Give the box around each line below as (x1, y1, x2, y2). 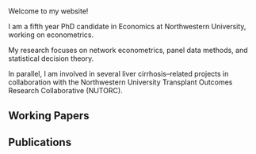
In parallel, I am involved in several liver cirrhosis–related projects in (8, 69, 229, 79)
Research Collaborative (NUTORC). (8, 86, 123, 96)
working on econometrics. (8, 30, 94, 39)
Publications (8, 135, 72, 148)
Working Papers (8, 109, 90, 122)
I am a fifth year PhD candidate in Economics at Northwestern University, (8, 22, 246, 32)
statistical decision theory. (8, 54, 94, 63)
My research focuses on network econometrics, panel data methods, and (8, 46, 248, 55)
